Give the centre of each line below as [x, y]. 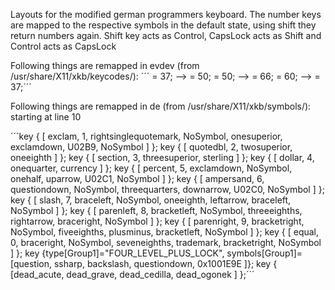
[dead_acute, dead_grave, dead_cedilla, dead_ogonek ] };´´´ [132, 274]
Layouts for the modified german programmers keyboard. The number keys [166, 14]
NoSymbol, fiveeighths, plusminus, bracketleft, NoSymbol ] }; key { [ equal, [165, 232]
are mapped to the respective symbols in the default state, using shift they [163, 25]
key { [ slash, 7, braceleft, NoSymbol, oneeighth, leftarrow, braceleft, [151, 200]
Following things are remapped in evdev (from [105, 65]
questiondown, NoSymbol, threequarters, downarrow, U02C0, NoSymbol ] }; [167, 189]
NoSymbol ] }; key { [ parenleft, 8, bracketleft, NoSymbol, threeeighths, [156, 210]
